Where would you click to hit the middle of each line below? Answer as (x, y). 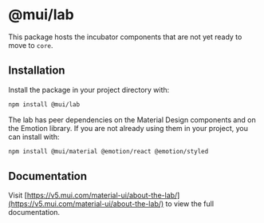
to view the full (189, 204)
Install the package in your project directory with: (89, 90)
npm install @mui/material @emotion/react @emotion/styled (108, 151)
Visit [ (18, 195)
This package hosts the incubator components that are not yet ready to (125, 37)
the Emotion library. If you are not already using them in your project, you (128, 128)
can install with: (34, 137)
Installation (37, 71)
